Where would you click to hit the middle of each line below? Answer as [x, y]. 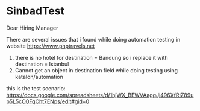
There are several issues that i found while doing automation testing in [93, 39]
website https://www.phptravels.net [51, 46]
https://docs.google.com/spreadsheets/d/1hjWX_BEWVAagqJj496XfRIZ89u [100, 95]
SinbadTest [36, 11]
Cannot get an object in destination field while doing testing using [96, 70]
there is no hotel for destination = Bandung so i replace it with [91, 57]
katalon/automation [39, 77]
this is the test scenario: [36, 88]
